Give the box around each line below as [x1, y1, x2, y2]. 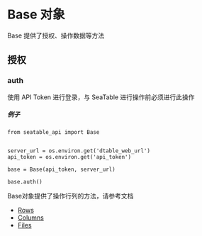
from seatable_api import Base [7, 128, 100, 135]
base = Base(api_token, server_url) [7, 166, 116, 173]
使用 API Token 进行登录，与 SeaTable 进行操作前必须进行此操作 [7, 93, 195, 101]
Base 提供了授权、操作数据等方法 [7, 31, 105, 40]
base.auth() [7, 178, 43, 185]
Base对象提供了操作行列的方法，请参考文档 [7, 191, 134, 200]
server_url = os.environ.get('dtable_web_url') [7, 147, 151, 154]
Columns [17, 213, 45, 222]
